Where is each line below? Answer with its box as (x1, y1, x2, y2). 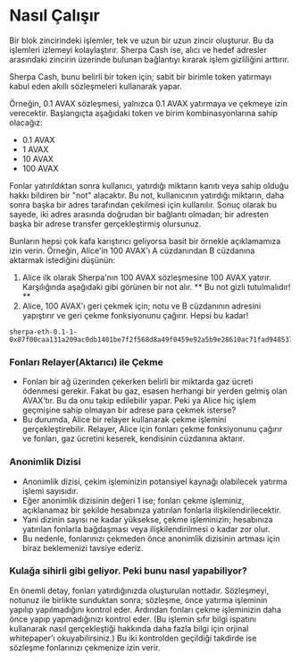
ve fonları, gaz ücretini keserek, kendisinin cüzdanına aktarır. (21, 433, 246, 444)
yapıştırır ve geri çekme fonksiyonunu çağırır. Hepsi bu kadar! (21, 310, 249, 320)
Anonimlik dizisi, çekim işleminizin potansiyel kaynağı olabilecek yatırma (21, 476, 287, 487)
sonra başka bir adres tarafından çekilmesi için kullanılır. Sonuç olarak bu (9, 199, 278, 210)
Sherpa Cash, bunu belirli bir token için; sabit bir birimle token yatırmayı (9, 71, 272, 81)
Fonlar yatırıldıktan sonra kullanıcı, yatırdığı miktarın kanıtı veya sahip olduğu (9, 180, 289, 191)
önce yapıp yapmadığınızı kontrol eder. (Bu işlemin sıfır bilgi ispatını (9, 614, 257, 624)
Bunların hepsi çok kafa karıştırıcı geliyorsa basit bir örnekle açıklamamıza (9, 235, 281, 246)
